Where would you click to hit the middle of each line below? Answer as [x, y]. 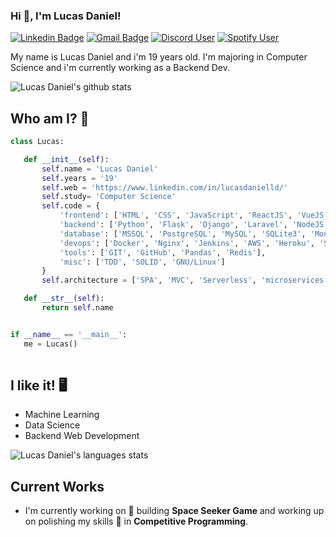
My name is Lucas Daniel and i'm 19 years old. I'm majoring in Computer [159, 57]
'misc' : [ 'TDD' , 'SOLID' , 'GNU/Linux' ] [142, 262]
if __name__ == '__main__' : [69, 334]
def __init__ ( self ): [66, 159]
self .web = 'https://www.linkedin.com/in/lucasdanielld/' [164, 187]
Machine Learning [62, 415]
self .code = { [71, 206]
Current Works [57, 486]
